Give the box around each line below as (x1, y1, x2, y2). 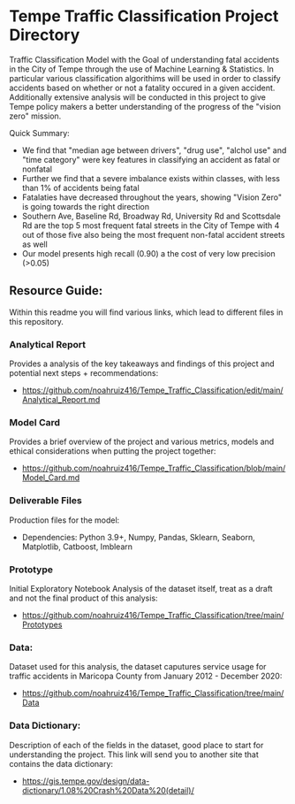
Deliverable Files (9, 494, 82, 507)
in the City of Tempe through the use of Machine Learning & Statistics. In (9, 64, 274, 74)
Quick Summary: (9, 127, 71, 138)
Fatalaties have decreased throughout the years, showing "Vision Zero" (21, 192, 283, 203)
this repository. (9, 316, 64, 326)
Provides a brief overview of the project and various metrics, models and (9, 436, 275, 448)
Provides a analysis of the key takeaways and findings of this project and (9, 358, 276, 369)
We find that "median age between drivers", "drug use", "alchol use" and (21, 144, 287, 156)
